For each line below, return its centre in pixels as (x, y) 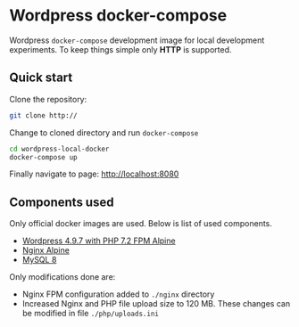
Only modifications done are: (62, 277)
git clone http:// (43, 115)
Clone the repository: (48, 99)
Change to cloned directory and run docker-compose (104, 132)
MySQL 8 (39, 260)
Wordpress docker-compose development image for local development (137, 40)
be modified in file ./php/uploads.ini (90, 314)
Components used (62, 202)
